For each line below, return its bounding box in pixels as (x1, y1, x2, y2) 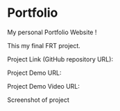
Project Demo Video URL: (7, 82, 80, 90)
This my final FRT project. (7, 41, 81, 50)
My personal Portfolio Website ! (7, 28, 97, 36)
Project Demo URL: (7, 68, 62, 77)
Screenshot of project (7, 96, 69, 104)
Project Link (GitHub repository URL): (7, 54, 113, 64)
